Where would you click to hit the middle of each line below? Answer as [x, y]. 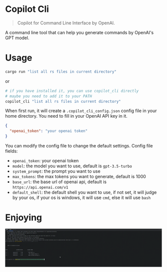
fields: [12, 151]
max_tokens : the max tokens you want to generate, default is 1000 [79, 176]
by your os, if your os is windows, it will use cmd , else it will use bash [81, 198]
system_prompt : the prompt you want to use [56, 171]
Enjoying [24, 218]
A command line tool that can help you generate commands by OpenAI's [80, 32]
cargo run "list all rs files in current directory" [61, 71]
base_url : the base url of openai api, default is [59, 182]
